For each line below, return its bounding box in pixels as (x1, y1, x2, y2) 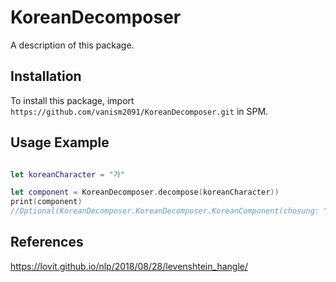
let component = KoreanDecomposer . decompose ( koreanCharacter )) (10, 187, 280, 198)
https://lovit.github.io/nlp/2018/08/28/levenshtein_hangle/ (10, 260, 248, 272)
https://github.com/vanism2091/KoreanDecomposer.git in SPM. (10, 105, 269, 117)
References (10, 234, 84, 251)
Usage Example (10, 134, 110, 151)
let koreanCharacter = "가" (10, 169, 125, 180)
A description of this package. (10, 39, 135, 51)
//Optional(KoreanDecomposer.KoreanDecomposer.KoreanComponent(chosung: (10, 206, 320, 216)
